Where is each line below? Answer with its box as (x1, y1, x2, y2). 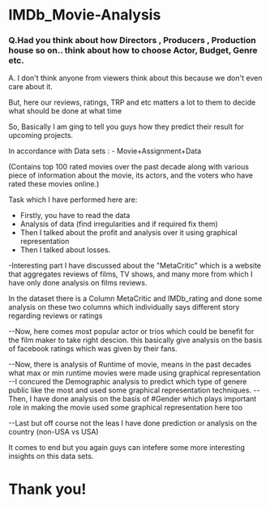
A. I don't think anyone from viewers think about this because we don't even (8, 73, 263, 83)
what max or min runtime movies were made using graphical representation (8, 368, 261, 378)
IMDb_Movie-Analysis (8, 6, 161, 24)
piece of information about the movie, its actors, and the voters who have (8, 170, 254, 180)
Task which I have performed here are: (8, 195, 138, 204)
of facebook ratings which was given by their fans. (8, 344, 178, 354)
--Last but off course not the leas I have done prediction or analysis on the (8, 418, 258, 428)
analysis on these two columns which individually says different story (8, 302, 240, 312)
